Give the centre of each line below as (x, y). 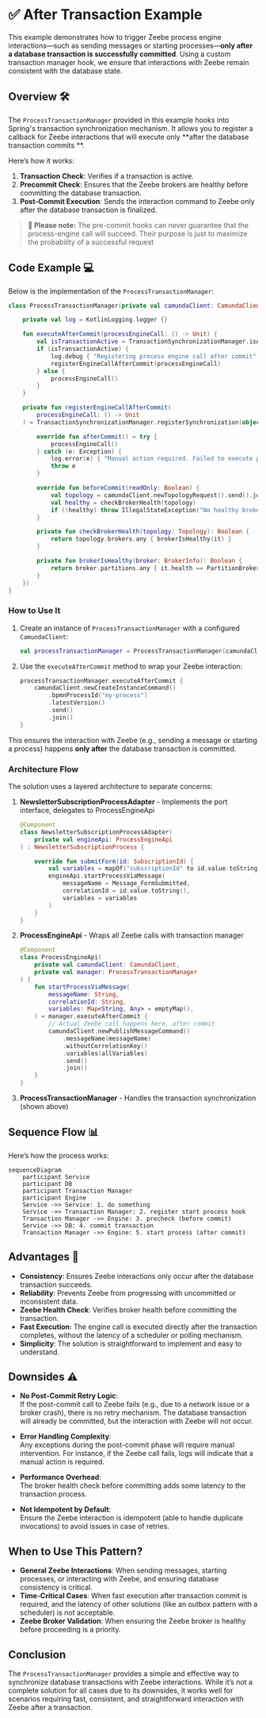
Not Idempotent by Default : (65, 1509)
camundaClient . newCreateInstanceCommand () (105, 688)
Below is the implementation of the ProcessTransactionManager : (111, 291)
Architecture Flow (44, 769)
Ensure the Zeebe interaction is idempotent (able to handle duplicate (131, 1518)
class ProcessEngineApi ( (61, 957)
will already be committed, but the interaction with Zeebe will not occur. (136, 1421)
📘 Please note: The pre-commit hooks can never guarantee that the (138, 225)
